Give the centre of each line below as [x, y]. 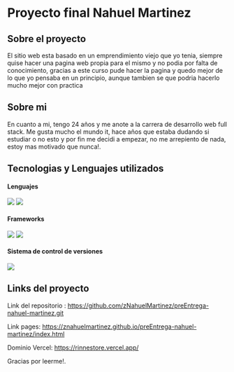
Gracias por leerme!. [37, 361]
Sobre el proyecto [46, 39]
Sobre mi [27, 108]
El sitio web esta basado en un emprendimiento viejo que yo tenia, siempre [115, 55]
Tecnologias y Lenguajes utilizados [86, 168]
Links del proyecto [48, 289]
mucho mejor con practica [45, 85]
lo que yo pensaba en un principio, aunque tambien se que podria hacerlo [114, 78]
